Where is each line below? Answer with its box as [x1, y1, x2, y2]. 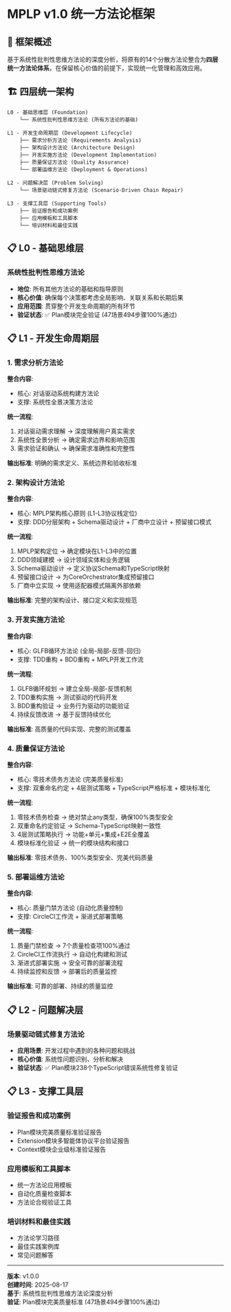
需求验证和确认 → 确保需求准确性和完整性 [16, 444, 135, 452]
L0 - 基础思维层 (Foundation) [7, 109, 89, 116]
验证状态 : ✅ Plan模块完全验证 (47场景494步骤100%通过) [16, 310, 177, 318]
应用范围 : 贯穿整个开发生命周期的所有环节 [16, 302, 135, 310]
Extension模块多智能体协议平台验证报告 [16, 1136, 130, 1145]
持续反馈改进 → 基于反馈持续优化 [16, 710, 111, 719]
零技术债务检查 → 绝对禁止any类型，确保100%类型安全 [16, 813, 173, 822]
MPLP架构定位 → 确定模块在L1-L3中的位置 [16, 547, 137, 556]
